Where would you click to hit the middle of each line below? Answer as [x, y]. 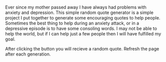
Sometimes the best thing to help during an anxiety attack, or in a [72, 23]
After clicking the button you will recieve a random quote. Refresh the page [82, 49]
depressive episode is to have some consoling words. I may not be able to [81, 28]
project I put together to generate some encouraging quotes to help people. [83, 18]
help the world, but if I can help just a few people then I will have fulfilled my [83, 34]
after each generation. [28, 54]
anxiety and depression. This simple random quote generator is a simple [79, 12]
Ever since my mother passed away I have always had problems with [76, 7]
